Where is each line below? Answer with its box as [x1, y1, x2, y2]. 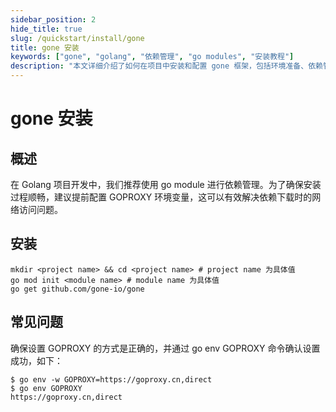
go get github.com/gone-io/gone [10, 284, 145, 294]
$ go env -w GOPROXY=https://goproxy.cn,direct [10, 374, 213, 385]
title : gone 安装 [10, 42, 80, 53]
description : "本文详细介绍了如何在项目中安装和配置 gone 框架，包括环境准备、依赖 [10, 61, 323, 71]
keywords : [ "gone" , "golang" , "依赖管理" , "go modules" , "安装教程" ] [10, 52, 295, 62]
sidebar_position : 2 [10, 14, 97, 25]
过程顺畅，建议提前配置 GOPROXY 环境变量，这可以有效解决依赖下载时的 [10, 191, 313, 203]
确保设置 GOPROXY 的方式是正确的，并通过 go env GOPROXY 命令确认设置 [10, 342, 321, 354]
